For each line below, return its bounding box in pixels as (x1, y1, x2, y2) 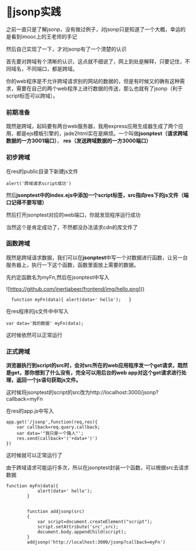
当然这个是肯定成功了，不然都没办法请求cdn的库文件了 (6, 223, 138, 231)
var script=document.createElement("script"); (37, 519, 153, 525)
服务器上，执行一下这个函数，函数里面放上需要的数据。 (6, 261, 139, 268)
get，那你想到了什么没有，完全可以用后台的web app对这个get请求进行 (10, 369, 182, 376)
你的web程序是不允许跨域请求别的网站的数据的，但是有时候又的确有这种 (6, 77, 180, 85)
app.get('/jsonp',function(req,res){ (6, 419, 98, 425)
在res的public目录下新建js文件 (6, 168, 79, 175)
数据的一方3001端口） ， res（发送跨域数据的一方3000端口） (6, 137, 152, 144)
